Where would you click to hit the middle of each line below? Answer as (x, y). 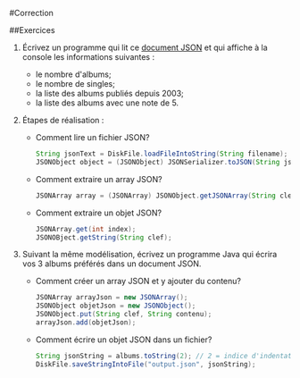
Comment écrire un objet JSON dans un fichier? (124, 340)
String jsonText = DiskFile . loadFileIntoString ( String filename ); (162, 154)
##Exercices (32, 30)
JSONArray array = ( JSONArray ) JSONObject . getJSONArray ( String (156, 196)
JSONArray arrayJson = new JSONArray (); (112, 298)
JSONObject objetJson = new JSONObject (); (116, 306)
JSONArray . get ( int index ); (86, 229)
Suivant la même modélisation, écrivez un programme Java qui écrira (150, 255)
